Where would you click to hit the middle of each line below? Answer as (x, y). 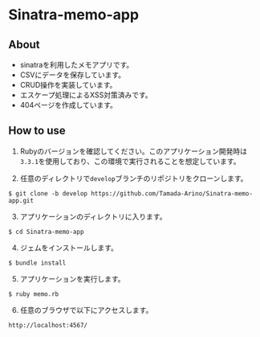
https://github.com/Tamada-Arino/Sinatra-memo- (172, 193)
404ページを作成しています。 (69, 105)
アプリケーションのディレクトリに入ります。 (93, 216)
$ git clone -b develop (48, 193)
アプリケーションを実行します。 (73, 278)
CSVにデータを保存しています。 (73, 75)
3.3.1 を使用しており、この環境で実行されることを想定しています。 (130, 161)
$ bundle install (37, 263)
